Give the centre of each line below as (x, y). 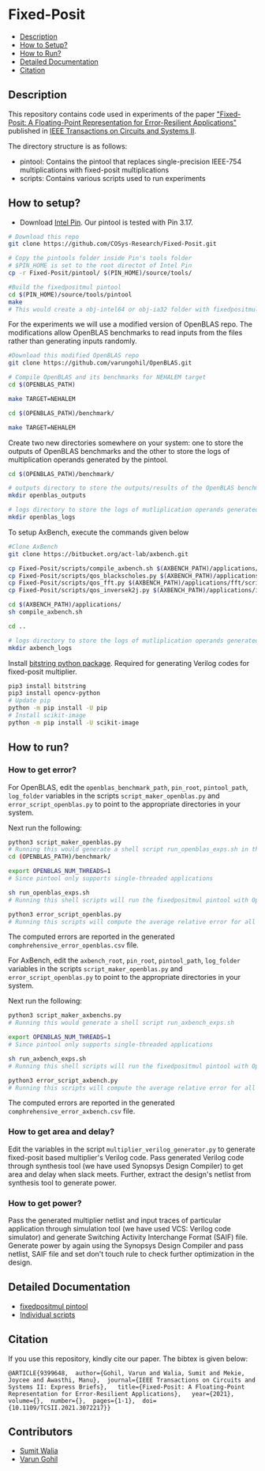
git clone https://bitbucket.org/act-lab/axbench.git (99, 554)
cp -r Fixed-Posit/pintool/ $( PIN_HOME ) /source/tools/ (100, 273)
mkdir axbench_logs (40, 648)
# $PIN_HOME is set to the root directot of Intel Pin (100, 266)
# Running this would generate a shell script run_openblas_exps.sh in (128, 849)
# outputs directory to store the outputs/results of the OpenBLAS (121, 488)
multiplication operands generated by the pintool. (88, 459)
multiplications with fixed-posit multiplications (94, 170)
